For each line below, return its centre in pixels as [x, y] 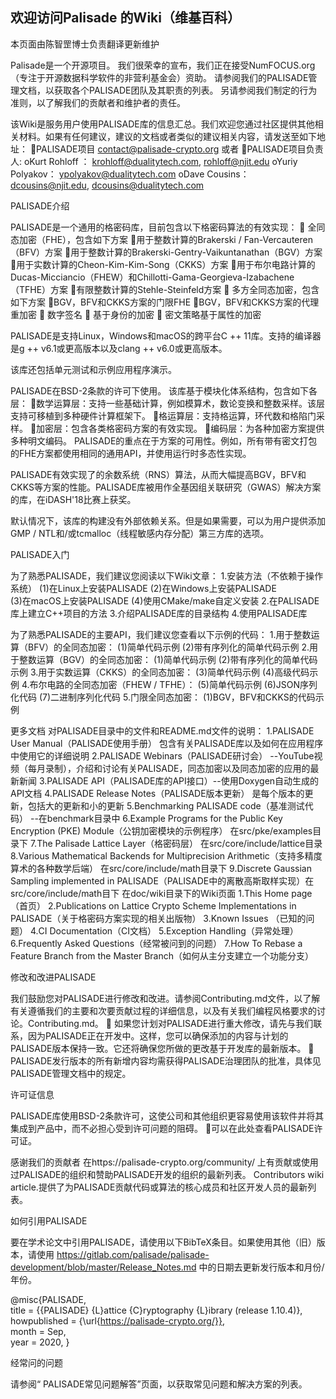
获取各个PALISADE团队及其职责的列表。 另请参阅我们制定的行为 [185, 90]
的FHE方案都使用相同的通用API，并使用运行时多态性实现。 [131, 453]
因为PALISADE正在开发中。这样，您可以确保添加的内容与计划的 [158, 1035]
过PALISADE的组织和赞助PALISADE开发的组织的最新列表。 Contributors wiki [167, 1174]
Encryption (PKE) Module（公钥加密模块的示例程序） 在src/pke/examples [161, 830]
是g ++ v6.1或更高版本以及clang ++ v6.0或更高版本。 [119, 348]
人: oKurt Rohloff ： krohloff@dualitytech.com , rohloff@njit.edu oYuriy [154, 161]
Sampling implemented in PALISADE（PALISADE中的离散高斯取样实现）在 [162, 880]
